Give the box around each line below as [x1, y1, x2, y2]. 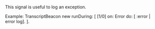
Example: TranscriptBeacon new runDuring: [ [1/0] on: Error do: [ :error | [5, 14, 151, 19]
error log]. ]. [5, 19, 29, 24]
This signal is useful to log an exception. [5, 4, 86, 10]
